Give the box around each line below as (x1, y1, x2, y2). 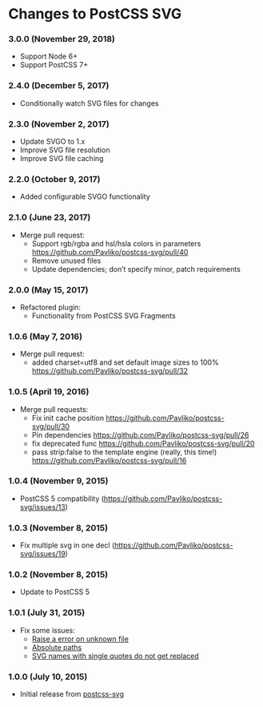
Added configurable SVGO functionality (19, 192, 150, 201)
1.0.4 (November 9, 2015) (8, 475, 109, 487)
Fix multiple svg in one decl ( (19, 540, 115, 550)
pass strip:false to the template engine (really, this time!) (31, 446, 217, 457)
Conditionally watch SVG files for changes (19, 98, 159, 108)
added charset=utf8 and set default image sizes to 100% (31, 358, 219, 367)
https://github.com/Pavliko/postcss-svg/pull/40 (31, 247, 189, 257)
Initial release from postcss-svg (19, 689, 125, 699)
